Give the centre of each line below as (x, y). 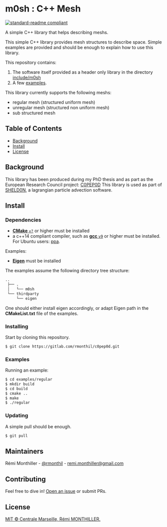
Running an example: (27, 370)
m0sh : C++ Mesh (43, 9)
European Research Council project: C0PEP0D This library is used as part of (84, 185)
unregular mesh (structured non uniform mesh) (61, 107)
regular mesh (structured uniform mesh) (54, 102)
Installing (17, 326)
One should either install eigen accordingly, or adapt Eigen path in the (77, 308)
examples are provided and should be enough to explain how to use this (79, 47)
